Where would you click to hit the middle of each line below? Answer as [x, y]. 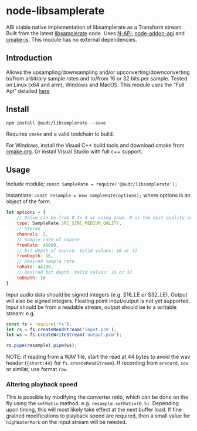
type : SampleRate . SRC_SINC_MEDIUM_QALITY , [69, 223]
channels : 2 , [33, 234]
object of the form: [29, 201]
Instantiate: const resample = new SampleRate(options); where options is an [98, 196]
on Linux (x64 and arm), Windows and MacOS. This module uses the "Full [95, 85]
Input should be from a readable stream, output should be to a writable [91, 307]
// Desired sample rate [46, 262]
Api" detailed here [28, 91]
